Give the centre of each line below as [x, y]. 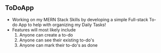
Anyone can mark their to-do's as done [58, 45]
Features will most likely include [44, 30]
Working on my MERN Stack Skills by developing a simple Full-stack [80, 19]
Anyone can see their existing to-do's [57, 40]
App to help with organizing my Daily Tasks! [62, 25]
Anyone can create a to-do [46, 35]
